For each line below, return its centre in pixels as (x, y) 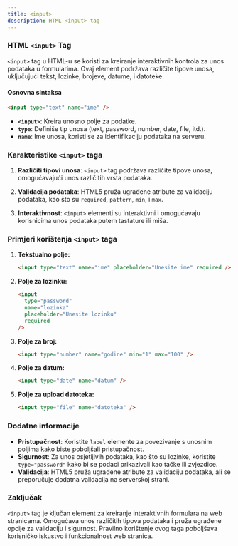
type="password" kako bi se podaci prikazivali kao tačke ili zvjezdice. (118, 464)
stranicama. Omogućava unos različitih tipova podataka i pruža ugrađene (114, 520)
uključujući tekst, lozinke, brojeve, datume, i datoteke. (86, 76)
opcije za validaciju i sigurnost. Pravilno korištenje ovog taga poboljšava (113, 528)
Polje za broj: (37, 341)
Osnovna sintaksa (34, 93)
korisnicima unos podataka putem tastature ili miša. (93, 221)
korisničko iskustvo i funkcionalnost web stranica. (80, 536)
